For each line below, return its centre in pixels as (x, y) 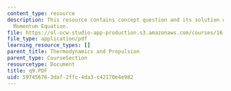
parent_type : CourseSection (47, 58)
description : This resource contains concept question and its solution (113, 20)
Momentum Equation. (41, 26)
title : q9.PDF (27, 70)
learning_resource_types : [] (49, 45)
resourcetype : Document (41, 64)
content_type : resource (41, 13)
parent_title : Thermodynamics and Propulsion (73, 52)
